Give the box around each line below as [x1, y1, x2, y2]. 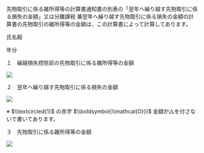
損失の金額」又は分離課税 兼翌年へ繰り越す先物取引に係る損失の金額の [11, 13, 189, 20]
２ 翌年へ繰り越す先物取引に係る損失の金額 [6, 84, 118, 90]
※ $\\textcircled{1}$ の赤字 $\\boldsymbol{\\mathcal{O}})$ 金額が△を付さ [6, 108, 191, 115]
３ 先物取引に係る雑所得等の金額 [6, 128, 92, 135]
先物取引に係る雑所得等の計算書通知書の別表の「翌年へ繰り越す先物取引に [6, 5, 192, 12]
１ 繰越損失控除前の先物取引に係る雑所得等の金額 [6, 59, 134, 66]
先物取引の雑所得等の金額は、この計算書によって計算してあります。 [22, 21, 191, 27]
